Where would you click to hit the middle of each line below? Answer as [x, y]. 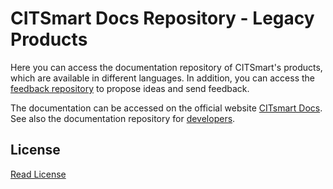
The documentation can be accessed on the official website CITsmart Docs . [166, 108]
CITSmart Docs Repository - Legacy [162, 18]
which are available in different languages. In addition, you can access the [162, 78]
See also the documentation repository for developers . [123, 118]
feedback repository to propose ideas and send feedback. [130, 88]
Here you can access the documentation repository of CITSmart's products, [166, 67]
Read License [38, 174]
